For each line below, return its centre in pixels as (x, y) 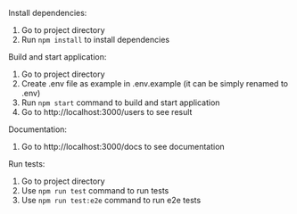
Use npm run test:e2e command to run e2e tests (111, 200)
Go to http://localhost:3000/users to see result (107, 112)
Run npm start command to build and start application (120, 103)
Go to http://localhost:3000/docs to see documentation (123, 147)
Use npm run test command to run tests (95, 190)
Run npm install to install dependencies (95, 40)
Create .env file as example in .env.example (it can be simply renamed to (155, 83)
